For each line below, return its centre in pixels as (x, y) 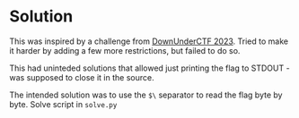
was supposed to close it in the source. (82, 77)
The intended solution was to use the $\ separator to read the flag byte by (146, 95)
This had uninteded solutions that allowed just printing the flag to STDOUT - (149, 68)
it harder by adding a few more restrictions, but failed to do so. (125, 50)
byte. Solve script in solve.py (63, 104)
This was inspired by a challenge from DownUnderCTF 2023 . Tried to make (149, 41)
